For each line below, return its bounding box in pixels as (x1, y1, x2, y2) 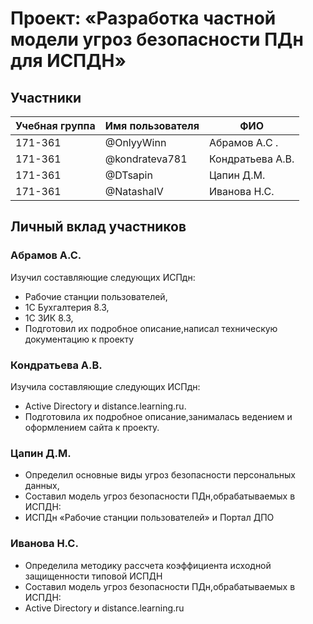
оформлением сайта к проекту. (24, 421, 160, 433)
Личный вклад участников (10, 218, 187, 236)
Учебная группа (15, 119, 96, 132)
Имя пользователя (104, 119, 200, 132)
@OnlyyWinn (104, 136, 167, 149)
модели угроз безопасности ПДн (10, 28, 304, 51)
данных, (24, 480, 60, 492)
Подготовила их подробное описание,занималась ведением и (24, 410, 293, 422)
